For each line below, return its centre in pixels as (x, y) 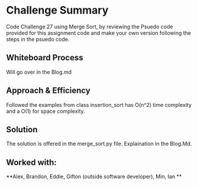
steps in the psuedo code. (38, 39)
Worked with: (32, 162)
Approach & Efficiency (48, 91)
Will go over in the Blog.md (39, 72)
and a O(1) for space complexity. (46, 111)
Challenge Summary (57, 10)
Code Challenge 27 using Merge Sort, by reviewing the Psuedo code (90, 27)
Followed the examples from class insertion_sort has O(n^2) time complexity (99, 105)
